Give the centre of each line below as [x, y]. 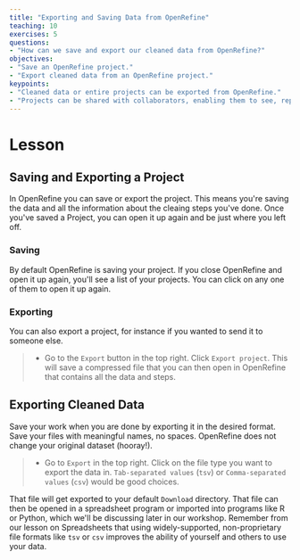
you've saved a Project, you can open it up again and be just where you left [148, 218]
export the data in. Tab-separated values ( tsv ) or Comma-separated [165, 472]
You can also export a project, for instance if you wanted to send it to [136, 331]
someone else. [37, 341]
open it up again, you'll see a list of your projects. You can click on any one [147, 279]
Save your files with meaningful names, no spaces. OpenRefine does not [143, 436]
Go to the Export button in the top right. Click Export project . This [166, 358]
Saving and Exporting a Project [97, 177]
